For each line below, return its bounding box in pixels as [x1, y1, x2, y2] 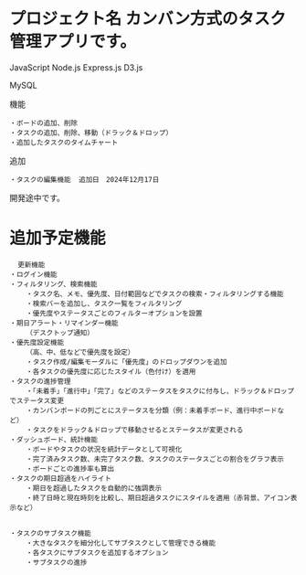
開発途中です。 [9, 192, 66, 203]
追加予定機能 [9, 228, 107, 249]
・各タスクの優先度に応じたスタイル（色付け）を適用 [26, 367, 196, 376]
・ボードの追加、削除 [9, 118, 78, 128]
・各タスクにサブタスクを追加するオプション [26, 548, 169, 558]
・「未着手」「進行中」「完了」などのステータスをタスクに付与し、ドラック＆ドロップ [26, 386, 295, 396]
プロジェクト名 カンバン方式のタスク [9, 8, 287, 29]
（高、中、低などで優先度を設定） [26, 347, 135, 357]
